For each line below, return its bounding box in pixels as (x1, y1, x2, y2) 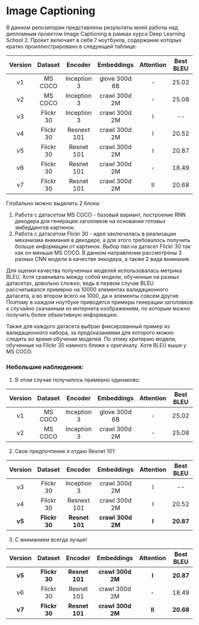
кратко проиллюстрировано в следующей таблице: (6, 43, 137, 50)
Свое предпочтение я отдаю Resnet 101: (14, 448, 116, 455)
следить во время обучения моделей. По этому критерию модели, (6, 335, 176, 343)
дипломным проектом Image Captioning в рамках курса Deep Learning (6, 30, 185, 37)
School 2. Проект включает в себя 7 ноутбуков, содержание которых (6, 36, 182, 43)
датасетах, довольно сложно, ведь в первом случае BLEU (6, 279, 154, 287)
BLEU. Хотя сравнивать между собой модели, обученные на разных (6, 273, 179, 280)
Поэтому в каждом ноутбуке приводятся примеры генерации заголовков (6, 299, 193, 306)
